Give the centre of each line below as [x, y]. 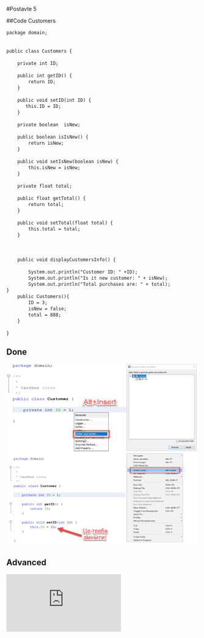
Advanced [27, 563]
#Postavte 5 [21, 9]
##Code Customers [31, 21]
